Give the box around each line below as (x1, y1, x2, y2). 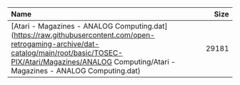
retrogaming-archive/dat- (11, 39, 100, 49)
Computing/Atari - (114, 57, 176, 66)
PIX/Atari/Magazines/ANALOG (11, 57, 113, 66)
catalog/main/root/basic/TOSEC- (11, 48, 123, 58)
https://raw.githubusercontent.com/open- (14, 30, 155, 40)
